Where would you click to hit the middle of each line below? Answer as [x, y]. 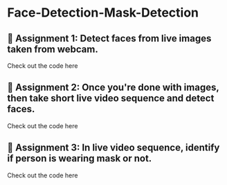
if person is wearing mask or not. [80, 158]
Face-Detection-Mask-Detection [103, 13]
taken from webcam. [53, 49]
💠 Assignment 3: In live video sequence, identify [113, 148]
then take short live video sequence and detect [111, 98]
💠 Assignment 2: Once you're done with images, [113, 88]
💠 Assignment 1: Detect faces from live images [109, 38]
